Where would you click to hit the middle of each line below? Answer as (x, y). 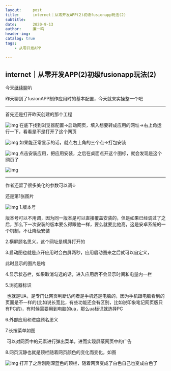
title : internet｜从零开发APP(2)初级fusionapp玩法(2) (66, 15)
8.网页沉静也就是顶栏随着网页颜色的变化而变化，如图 (61, 352)
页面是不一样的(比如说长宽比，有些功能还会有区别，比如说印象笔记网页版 (82, 302)
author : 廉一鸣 (25, 29)
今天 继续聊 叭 (19, 88)
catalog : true (20, 39)
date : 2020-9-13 (29, 24)
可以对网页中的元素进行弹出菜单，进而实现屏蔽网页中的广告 (69, 341)
